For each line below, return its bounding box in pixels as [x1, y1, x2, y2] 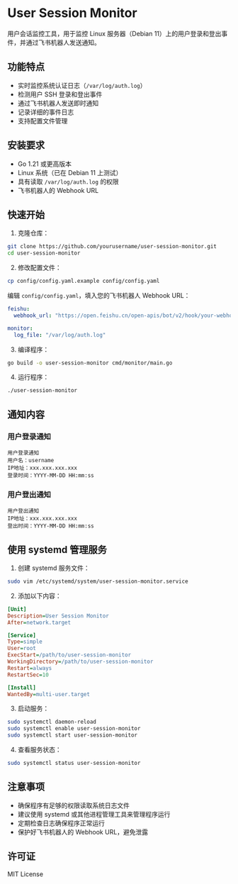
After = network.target [7, 619, 72, 626]
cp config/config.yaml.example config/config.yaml [7, 278, 160, 285]
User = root [7, 645, 37, 652]
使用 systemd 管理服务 [7, 544, 108, 556]
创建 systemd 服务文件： [17, 564, 90, 572]
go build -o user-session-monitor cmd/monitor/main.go [7, 359, 173, 367]
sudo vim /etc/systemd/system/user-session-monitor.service [7, 578, 189, 586]
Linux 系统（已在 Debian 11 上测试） [17, 168, 123, 177]
